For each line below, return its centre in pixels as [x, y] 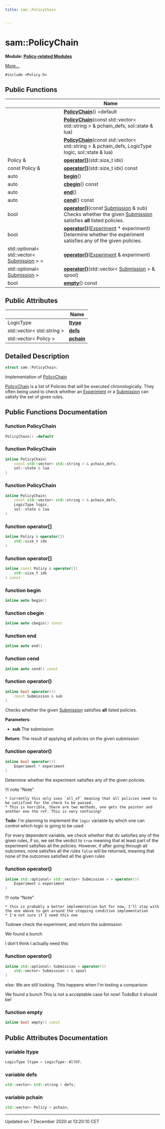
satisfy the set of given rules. [34, 396]
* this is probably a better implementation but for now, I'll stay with [82, 907]
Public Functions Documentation [56, 412]
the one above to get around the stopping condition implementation [77, 911]
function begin [23, 590]
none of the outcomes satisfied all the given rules [55, 856]
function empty [24, 1013]
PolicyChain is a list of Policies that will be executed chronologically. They [80, 386]
